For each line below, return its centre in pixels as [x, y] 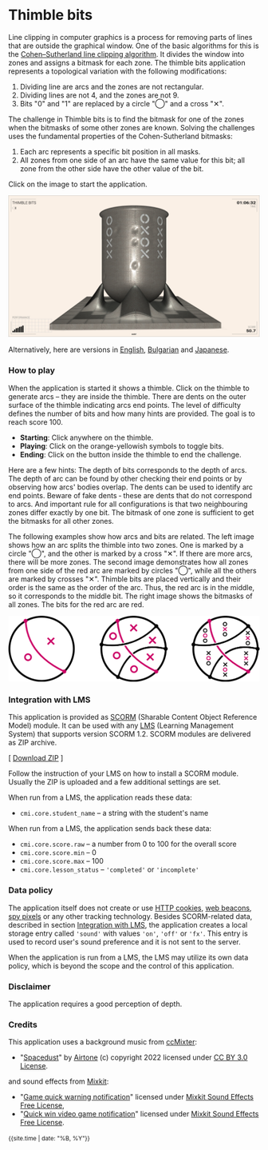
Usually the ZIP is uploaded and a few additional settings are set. [114, 782]
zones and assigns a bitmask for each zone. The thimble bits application [127, 62]
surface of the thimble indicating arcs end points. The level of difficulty [125, 405]
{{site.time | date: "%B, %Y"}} [49, 1139]
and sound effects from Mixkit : [59, 1081]
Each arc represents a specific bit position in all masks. [110, 151]
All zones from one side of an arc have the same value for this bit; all [132, 160]
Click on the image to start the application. [78, 184]
